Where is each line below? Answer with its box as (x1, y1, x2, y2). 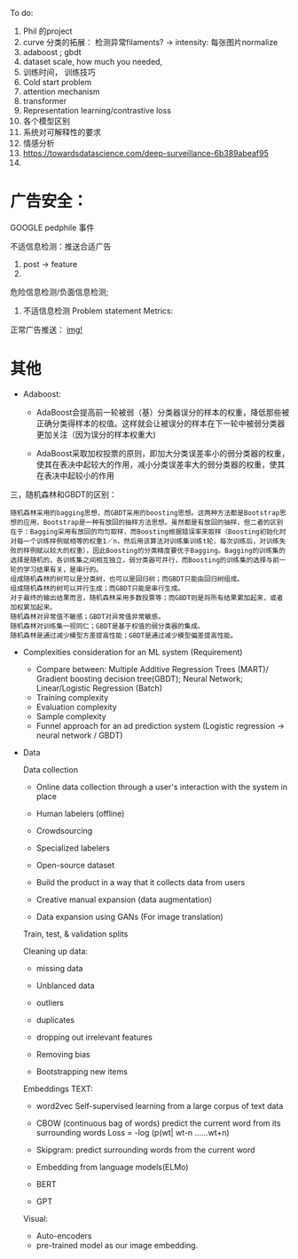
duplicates (35, 1014, 74, 1025)
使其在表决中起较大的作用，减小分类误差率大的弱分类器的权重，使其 (35, 459, 286, 470)
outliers (35, 997, 65, 1008)
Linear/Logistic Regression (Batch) (35, 683, 163, 693)
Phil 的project (22, 26, 73, 36)
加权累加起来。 (10, 603, 57, 612)
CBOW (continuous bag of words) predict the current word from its (35, 1118, 281, 1128)
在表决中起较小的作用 (35, 470, 114, 480)
